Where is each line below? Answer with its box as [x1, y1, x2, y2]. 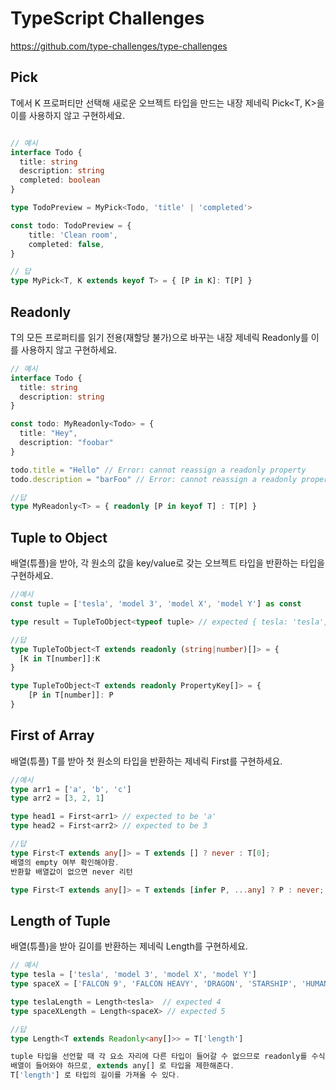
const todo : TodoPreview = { [10, 220, 132, 231]
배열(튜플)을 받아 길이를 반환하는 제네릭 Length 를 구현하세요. [10, 940, 248, 952]
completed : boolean [19, 175, 101, 186]
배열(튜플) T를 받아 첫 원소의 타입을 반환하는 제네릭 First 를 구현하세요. [10, 755, 283, 767]
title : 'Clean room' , [28, 230, 118, 240]
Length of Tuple [10, 912, 111, 929]
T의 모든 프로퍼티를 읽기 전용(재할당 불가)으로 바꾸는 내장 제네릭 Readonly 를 [10, 331, 309, 343]
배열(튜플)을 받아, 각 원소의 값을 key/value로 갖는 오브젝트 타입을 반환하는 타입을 [10, 557, 325, 569]
